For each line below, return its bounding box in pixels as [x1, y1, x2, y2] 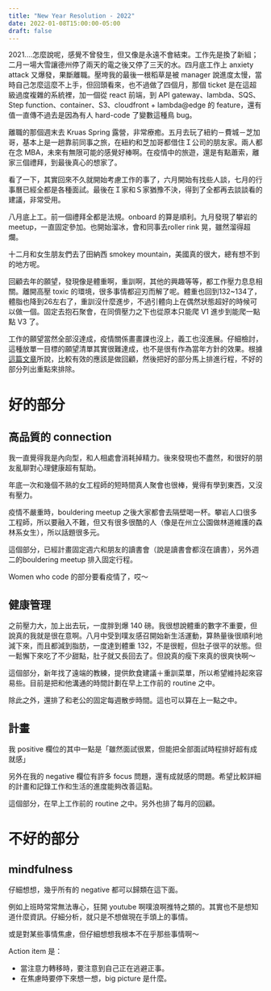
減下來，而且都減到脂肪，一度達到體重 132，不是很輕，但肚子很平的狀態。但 [8, 641, 262, 651]
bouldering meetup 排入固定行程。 [22, 555, 137, 564]
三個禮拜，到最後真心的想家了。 [15, 158, 122, 168]
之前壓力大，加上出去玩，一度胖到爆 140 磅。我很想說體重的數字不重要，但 [8, 621, 258, 631]
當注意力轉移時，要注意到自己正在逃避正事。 [19, 964, 169, 972]
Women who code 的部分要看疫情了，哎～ [8, 572, 149, 581]
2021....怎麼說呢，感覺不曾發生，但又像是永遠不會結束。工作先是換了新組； [8, 50, 259, 60]
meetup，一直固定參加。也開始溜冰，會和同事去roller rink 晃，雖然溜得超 [8, 223, 252, 232]
